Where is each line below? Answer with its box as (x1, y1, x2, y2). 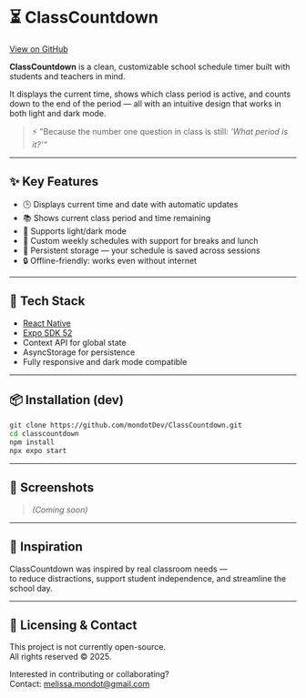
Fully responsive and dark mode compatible (22, 356, 188, 367)
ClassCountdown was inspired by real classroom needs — (9, 563, 228, 574)
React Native (22, 318, 71, 329)
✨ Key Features (9, 174, 98, 189)
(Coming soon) (31, 504, 88, 515)
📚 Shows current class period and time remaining (22, 212, 211, 223)
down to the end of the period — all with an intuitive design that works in (9, 97, 282, 109)
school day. (9, 582, 53, 593)
